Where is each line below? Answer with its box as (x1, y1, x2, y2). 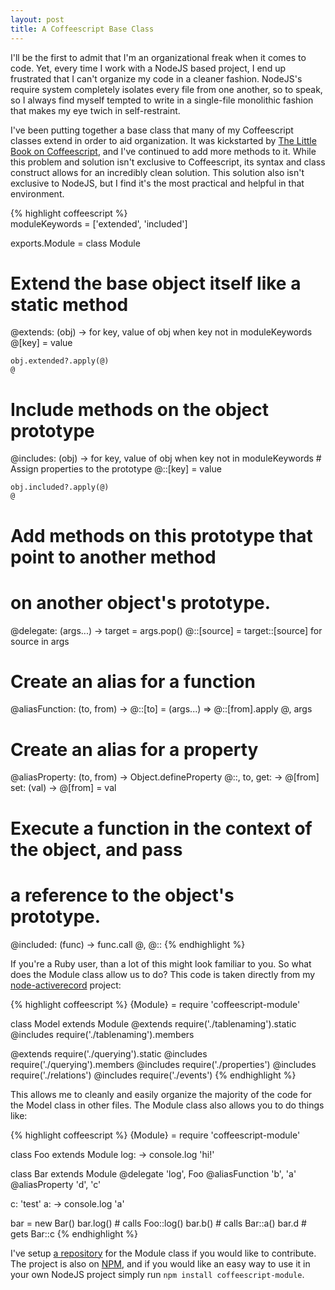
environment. (10, 187, 65, 200)
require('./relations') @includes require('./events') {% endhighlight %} (10, 1069, 297, 1081)
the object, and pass (10, 838, 183, 861)
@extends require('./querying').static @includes (10, 1047, 208, 1060)
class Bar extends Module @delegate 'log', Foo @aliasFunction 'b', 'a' (10, 1167, 297, 1180)
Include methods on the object (10, 398, 269, 421)
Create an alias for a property (10, 738, 259, 761)
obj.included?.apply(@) (10, 482, 110, 493)
